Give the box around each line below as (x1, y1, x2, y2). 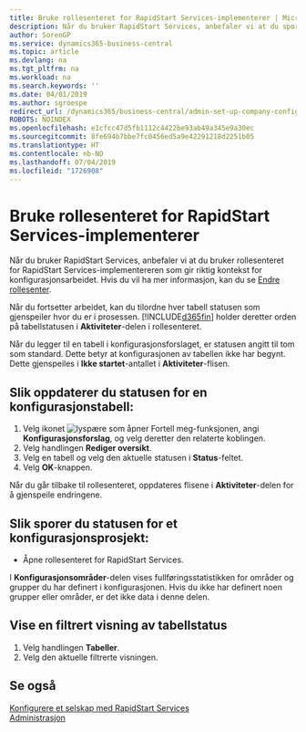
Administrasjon (9, 712, 66, 723)
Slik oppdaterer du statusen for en (9, 384, 208, 400)
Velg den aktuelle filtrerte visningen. (22, 652, 158, 663)
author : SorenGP (9, 30, 71, 39)
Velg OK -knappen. (22, 462, 93, 473)
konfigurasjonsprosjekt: (9, 530, 149, 546)
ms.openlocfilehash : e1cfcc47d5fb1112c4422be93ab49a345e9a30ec (9, 124, 255, 133)
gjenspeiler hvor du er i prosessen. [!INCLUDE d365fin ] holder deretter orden (9, 311, 297, 322)
